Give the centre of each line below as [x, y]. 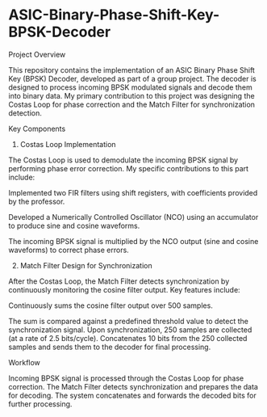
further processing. [40, 404]
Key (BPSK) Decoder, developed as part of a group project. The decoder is [132, 78]
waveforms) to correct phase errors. [69, 250]
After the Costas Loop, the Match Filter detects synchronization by [119, 281]
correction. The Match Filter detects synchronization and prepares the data [133, 386]
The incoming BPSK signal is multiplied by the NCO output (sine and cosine [133, 241]
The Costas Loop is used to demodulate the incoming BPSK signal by [123, 160]
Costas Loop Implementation [68, 144]
